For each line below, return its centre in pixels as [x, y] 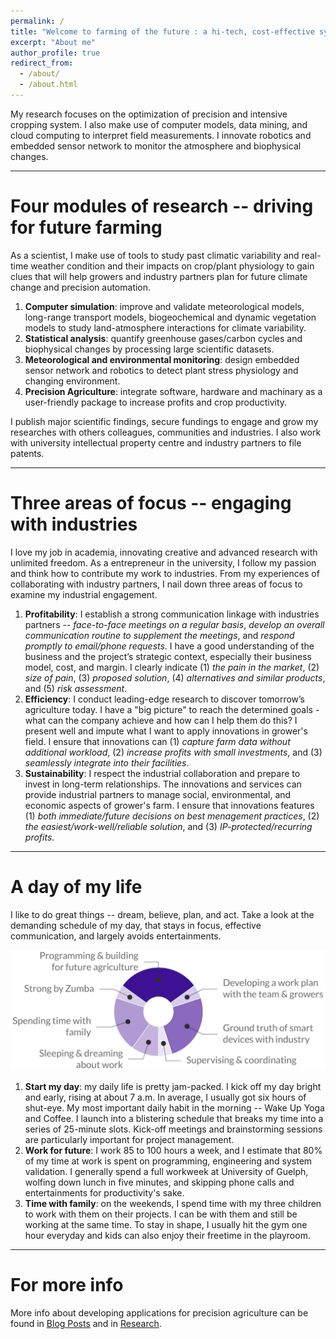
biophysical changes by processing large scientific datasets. [149, 349]
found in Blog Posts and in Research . [86, 1324]
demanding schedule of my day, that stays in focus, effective [136, 925]
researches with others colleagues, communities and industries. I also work [166, 432]
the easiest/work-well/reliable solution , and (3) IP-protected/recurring [168, 826]
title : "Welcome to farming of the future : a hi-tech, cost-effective [162, 31]
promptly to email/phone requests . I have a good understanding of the [169, 646]
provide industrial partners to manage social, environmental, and [158, 794]
